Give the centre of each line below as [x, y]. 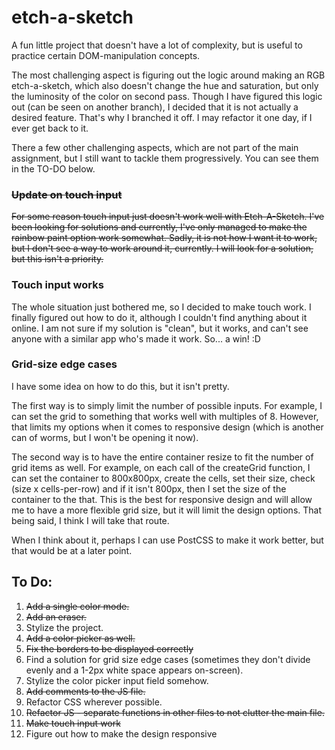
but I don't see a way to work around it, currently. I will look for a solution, [162, 248]
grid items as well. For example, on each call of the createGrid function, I [161, 467]
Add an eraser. [56, 617]
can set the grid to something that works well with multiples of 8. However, [165, 416]
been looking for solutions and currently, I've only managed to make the [159, 227]
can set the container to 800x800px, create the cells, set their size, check [163, 478]
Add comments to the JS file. [85, 691]
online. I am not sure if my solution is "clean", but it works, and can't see [160, 328]
